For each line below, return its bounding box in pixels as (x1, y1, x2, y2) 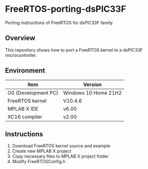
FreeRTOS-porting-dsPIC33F (5, 3, 126, 15)
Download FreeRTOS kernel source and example (12, 143, 110, 149)
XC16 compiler (7, 113, 43, 120)
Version (83, 81, 102, 88)
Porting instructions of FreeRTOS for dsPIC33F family (5, 20, 113, 26)
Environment (5, 66, 46, 75)
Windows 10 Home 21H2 (63, 89, 122, 96)
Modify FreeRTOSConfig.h (12, 159, 66, 165)
